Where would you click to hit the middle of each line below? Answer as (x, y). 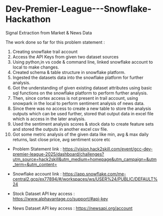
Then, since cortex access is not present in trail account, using (75, 98)
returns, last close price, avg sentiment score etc (61, 139)
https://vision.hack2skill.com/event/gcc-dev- (108, 149)
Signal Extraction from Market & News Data (49, 33)
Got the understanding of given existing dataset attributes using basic (82, 88)
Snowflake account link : (37, 174)
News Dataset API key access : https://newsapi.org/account (73, 208)
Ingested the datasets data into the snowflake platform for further (78, 77)
